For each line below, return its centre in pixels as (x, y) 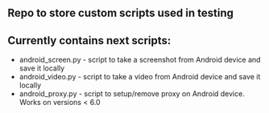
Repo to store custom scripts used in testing (121, 13)
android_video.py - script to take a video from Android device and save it (140, 77)
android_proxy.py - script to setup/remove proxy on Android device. (132, 94)
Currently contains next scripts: (89, 40)
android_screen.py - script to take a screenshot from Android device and (140, 60)
